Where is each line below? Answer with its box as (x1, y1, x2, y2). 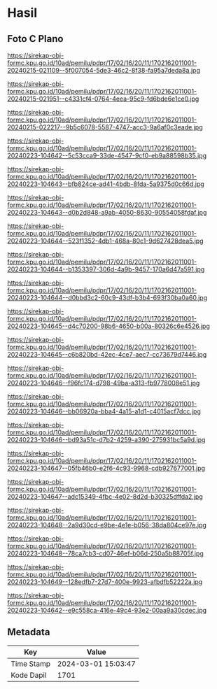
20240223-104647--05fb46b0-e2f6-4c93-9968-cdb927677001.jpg (7, 464, 205, 472)
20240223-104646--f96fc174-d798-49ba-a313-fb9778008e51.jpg (7, 379, 200, 387)
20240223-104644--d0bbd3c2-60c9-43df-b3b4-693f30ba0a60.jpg (7, 294, 208, 301)
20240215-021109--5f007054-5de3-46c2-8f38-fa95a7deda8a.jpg (7, 66, 201, 74)
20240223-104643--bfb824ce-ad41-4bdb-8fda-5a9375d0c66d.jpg (7, 180, 204, 188)
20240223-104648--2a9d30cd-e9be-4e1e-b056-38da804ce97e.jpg (7, 521, 206, 529)
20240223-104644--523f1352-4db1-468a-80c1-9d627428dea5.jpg (7, 236, 204, 245)
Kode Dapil (10, 670, 47, 680)
